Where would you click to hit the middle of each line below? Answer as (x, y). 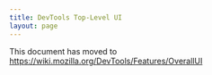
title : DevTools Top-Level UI (66, 17)
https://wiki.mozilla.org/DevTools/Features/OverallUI (106, 61)
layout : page (34, 26)
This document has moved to (63, 51)
